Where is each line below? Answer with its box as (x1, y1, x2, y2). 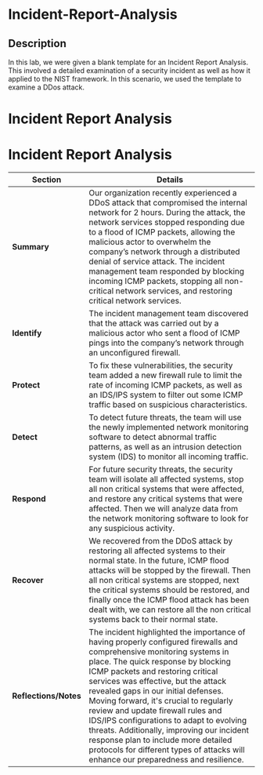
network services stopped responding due (88, 217, 245, 228)
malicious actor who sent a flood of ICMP (88, 328, 240, 339)
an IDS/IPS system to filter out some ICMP (88, 390, 243, 401)
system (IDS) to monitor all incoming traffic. (88, 451, 249, 462)
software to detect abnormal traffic (88, 431, 218, 442)
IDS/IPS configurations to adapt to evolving (88, 715, 247, 726)
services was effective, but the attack (88, 676, 227, 687)
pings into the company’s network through (88, 337, 244, 348)
